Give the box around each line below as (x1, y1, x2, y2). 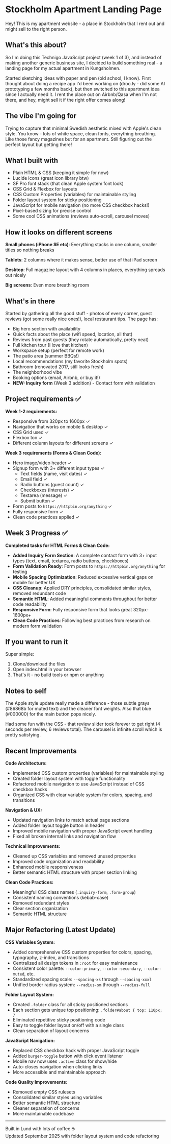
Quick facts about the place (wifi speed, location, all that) (12, 331, 133, 337)
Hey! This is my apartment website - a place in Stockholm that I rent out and (5, 20, 165, 27)
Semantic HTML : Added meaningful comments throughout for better (12, 595, 157, 602)
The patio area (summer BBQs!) (12, 353, 79, 359)
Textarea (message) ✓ (20, 492, 68, 498)
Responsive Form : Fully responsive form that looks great (12, 606, 132, 612)
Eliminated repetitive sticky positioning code (12, 1016, 106, 1022)
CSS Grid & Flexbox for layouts (12, 186, 77, 192)
